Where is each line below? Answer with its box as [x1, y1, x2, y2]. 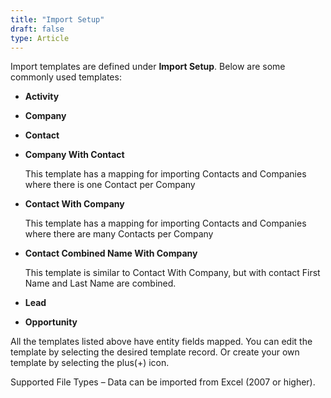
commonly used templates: [10, 71, 122, 83]
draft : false [10, 24, 65, 34]
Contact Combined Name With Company [24, 247, 198, 260]
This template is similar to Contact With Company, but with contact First [24, 267, 321, 279]
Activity [24, 91, 60, 103]
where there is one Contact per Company [24, 179, 196, 191]
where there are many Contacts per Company [24, 228, 214, 240]
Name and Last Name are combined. [24, 277, 177, 290]
